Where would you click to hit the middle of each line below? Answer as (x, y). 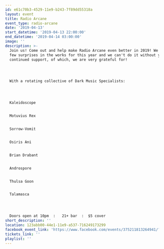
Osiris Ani (20, 142)
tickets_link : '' (23, 234)
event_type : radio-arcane (31, 23)
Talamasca (19, 194)
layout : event (20, 14)
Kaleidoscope (23, 103)
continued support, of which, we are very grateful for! (69, 60)
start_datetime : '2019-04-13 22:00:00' (46, 32)
